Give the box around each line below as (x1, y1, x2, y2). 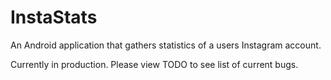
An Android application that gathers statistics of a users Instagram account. (10, 39, 322, 51)
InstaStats (10, 6, 98, 29)
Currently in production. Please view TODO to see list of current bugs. (10, 58, 299, 70)
